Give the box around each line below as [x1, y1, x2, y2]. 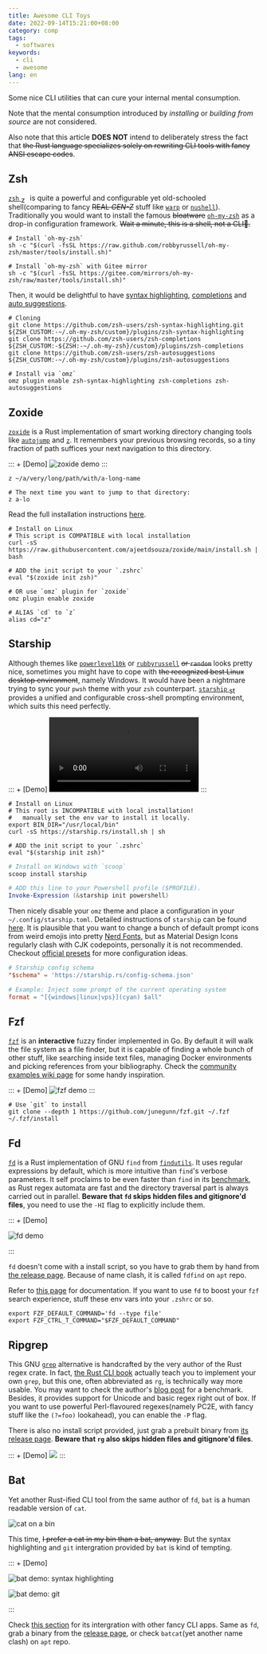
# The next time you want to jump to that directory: [8, 489, 191, 497]
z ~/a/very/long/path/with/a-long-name [8, 475, 141, 483]
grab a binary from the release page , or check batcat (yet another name [8, 1628, 243, 1638]
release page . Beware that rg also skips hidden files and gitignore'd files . [8, 1434, 253, 1444]
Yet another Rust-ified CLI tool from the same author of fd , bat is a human [8, 1495, 251, 1504]
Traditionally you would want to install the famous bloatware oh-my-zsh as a [8, 210, 255, 220]
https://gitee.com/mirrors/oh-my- [79, 269, 194, 277]
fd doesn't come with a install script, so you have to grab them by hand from [8, 1262, 260, 1271]
